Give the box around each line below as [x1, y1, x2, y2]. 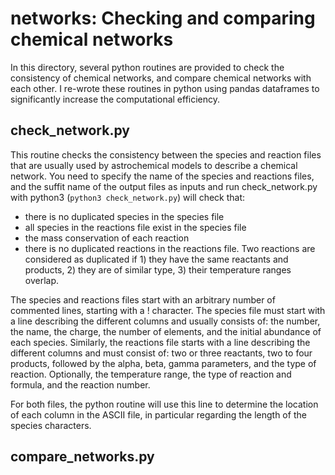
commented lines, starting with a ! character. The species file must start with [10, 304, 326, 316]
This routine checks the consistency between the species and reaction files [10, 148, 322, 161]
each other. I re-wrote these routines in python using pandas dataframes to [10, 82, 320, 94]
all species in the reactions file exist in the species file [24, 221, 247, 233]
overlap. [24, 274, 60, 286]
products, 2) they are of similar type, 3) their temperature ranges [24, 263, 292, 276]
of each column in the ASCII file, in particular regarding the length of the [10, 408, 307, 421]
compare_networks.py [10, 448, 155, 466]
